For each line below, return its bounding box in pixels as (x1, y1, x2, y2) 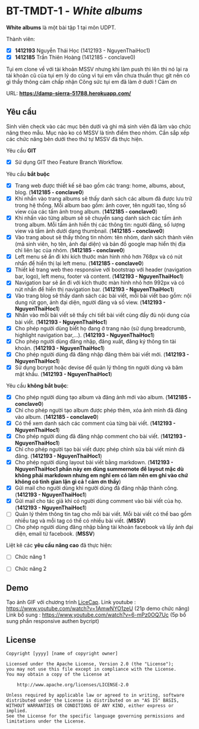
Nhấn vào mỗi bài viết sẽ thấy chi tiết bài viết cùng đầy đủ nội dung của (14, 311, 190, 319)
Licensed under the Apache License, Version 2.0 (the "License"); (6, 661, 174, 667)
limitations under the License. (6, 718, 86, 724)
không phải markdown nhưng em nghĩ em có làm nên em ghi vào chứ (14, 472, 188, 479)
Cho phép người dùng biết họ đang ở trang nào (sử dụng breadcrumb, (14, 324, 186, 331)
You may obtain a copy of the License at (6, 671, 110, 678)
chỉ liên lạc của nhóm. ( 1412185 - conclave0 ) (14, 247, 125, 254)
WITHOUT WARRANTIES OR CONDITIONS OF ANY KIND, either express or (6, 703, 174, 709)
